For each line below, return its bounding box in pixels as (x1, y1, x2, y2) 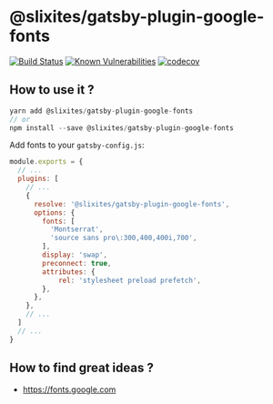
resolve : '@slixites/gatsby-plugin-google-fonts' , (33, 199, 230, 208)
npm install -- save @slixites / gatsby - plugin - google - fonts (9, 123, 234, 133)
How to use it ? (9, 82, 95, 97)
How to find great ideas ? (9, 360, 155, 376)
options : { (33, 207, 76, 217)
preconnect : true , (42, 258, 112, 268)
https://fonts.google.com (22, 384, 116, 395)
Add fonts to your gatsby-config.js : (9, 139, 145, 151)
